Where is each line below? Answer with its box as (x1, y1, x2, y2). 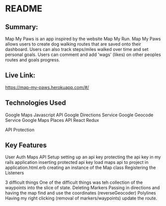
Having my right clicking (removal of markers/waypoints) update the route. (5, 195, 158, 201)
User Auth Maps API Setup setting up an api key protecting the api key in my (5, 154, 161, 160)
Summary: (5, 23, 38, 31)
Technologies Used (5, 99, 66, 107)
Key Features (5, 141, 47, 150)
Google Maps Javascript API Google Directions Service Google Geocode (5, 112, 154, 118)
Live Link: (5, 71, 36, 80)
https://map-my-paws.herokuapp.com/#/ (5, 84, 89, 90)
